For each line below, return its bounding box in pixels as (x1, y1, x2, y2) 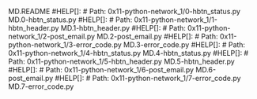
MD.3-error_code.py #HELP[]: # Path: (123, 40, 246, 49)
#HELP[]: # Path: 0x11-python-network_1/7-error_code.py (55, 74, 241, 82)
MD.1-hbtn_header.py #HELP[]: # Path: (60, 24, 186, 32)
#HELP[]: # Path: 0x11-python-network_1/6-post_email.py (8, 65, 195, 74)
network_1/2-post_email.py (8, 31, 96, 41)
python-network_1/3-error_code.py (8, 40, 123, 49)
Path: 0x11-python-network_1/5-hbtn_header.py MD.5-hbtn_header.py (8, 57, 235, 66)
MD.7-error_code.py (8, 82, 74, 91)
